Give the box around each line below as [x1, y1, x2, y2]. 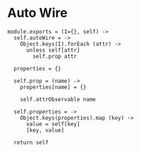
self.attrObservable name [20, 96, 97, 103]
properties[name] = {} [20, 83, 87, 91]
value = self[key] [25, 120, 80, 127]
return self [13, 139, 49, 146]
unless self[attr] [25, 46, 80, 53]
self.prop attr [32, 53, 78, 60]
